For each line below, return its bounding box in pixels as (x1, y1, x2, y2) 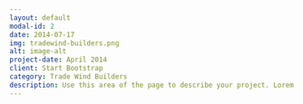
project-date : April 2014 (9, 55, 107, 64)
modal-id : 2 (9, 22, 54, 31)
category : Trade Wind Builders (9, 72, 128, 81)
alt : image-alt (9, 47, 67, 56)
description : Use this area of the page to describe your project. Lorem (9, 80, 295, 90)
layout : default (9, 13, 71, 23)
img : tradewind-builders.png (9, 38, 120, 48)
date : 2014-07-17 (9, 30, 75, 39)
